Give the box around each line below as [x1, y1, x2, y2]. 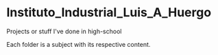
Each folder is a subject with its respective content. [6, 40, 151, 48]
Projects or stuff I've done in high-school [6, 27, 122, 35]
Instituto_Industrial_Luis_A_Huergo [6, 5, 212, 20]
